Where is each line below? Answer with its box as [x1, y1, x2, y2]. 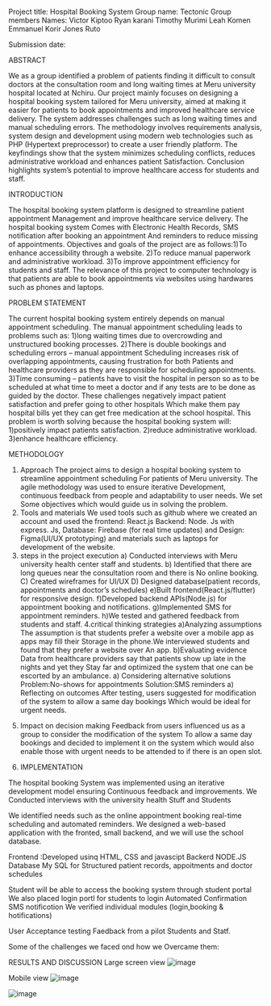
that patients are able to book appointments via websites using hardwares [8, 274, 254, 283]
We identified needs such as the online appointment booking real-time [8, 811, 242, 820]
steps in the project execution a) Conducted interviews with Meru [19, 551, 238, 560]
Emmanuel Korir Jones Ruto [8, 24, 101, 33]
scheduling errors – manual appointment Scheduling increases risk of [8, 348, 240, 358]
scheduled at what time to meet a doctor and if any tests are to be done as [8, 383, 256, 392]
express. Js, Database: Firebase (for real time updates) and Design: [19, 525, 244, 534]
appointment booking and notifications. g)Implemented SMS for [19, 602, 232, 612]
